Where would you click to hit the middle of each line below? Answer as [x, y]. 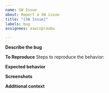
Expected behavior [25, 67]
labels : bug [18, 24]
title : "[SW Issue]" [27, 19]
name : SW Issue [21, 10]
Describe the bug [24, 47]
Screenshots [19, 76]
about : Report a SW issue [32, 15]
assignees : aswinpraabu [30, 29]
